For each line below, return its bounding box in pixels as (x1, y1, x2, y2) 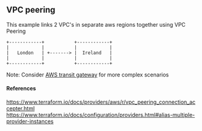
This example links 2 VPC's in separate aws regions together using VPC (6, 21, 186, 28)
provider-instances (6, 118, 54, 125)
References (6, 85, 36, 92)
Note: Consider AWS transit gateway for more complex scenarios (6, 71, 169, 78)
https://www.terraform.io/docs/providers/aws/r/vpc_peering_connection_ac (6, 98, 196, 106)
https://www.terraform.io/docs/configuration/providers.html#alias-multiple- (6, 112, 195, 119)
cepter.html (6, 105, 35, 112)
